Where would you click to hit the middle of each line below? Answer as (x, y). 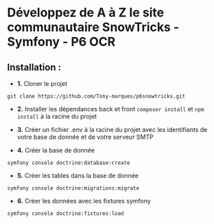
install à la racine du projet (57, 116)
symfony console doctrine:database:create (69, 163)
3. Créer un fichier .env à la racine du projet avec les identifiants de (112, 130)
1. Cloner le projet (42, 83)
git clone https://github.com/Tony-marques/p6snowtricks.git (96, 96)
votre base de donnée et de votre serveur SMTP (85, 137)
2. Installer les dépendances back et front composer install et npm (110, 109)
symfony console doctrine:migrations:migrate (73, 188)
